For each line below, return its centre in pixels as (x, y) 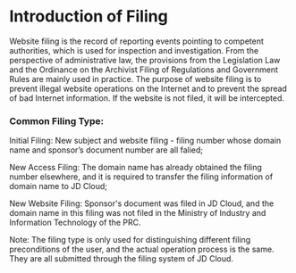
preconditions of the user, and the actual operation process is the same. (142, 249)
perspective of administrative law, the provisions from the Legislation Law (145, 60)
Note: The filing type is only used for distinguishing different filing (130, 240)
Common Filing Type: (57, 120)
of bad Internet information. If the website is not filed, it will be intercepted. (147, 98)
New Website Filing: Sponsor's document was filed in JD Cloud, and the (142, 203)
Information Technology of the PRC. (75, 223)
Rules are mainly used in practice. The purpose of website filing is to (135, 79)
